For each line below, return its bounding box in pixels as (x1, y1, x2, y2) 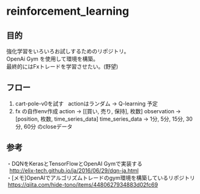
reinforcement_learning (6, 4, 130, 18)
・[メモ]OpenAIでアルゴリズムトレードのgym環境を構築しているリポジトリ (6, 174, 196, 181)
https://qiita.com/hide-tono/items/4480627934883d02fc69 (7, 181, 158, 188)
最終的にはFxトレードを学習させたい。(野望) (6, 63, 119, 70)
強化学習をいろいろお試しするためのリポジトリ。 (6, 48, 130, 54)
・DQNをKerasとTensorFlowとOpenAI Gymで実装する (6, 160, 143, 167)
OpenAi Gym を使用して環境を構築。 (6, 55, 99, 62)
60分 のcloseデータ (23, 122, 73, 130)
